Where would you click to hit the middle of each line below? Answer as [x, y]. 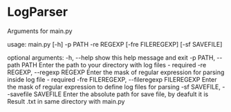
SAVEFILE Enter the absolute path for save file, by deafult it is [121, 94]
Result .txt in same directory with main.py [66, 101]
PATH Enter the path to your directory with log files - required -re [114, 65]
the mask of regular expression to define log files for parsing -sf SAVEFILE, [114, 87]
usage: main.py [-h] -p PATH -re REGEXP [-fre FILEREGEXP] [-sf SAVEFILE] [115, 44]
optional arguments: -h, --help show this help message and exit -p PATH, [111, 57]
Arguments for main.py [40, 31]
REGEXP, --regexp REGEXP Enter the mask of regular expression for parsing [116, 72]
